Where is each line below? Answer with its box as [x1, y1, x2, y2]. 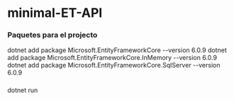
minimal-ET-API [7, 5, 103, 21]
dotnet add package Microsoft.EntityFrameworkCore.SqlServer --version [7, 61, 221, 70]
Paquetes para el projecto [7, 30, 98, 40]
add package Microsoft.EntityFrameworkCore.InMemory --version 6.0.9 [7, 54, 218, 62]
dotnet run [7, 86, 38, 94]
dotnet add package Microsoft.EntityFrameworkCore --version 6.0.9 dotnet [7, 46, 227, 54]
